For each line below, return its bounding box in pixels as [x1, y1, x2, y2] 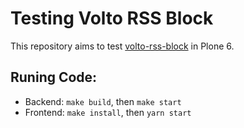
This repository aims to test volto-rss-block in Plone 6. [10, 40, 235, 52]
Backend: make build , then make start [24, 95, 182, 107]
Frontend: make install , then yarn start [24, 106, 192, 118]
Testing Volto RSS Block [10, 7, 214, 30]
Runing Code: [10, 69, 98, 86]
